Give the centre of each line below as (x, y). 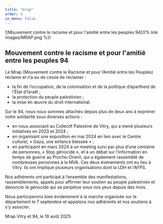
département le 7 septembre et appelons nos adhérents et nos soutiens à (78, 202)
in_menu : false (20, 18)
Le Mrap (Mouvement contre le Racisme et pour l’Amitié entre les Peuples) (79, 72)
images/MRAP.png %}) (28, 37)
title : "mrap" (19, 9)
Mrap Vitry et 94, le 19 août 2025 (38, 216)
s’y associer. (18, 207)
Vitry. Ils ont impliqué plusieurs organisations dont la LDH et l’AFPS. (79, 168)
